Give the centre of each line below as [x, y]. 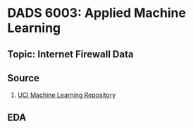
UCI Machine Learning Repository [67, 95]
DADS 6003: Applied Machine [97, 13]
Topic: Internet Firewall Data [70, 54]
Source [24, 78]
